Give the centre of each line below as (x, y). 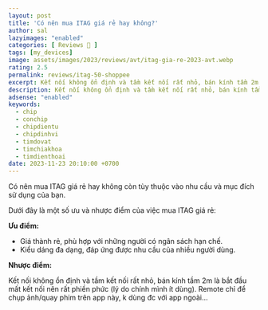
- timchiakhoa (39, 149)
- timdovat (33, 141)
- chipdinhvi (37, 134)
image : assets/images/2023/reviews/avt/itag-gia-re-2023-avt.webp (121, 61)
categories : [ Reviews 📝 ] (53, 45)
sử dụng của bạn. (37, 195)
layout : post (30, 16)
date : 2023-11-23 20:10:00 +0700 (64, 164)
